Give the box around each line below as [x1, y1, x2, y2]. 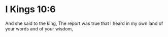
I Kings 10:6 [5, 4, 56, 15]
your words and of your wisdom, [5, 25, 74, 31]
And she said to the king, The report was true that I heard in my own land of [5, 20, 163, 26]
